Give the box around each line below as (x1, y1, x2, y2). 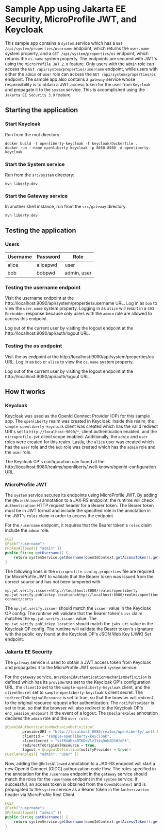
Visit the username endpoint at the (5, 295, 74, 301)
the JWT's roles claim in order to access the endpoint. (5, 513, 114, 519)
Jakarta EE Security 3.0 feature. (5, 91, 72, 98)
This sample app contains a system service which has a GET (5, 40, 123, 46)
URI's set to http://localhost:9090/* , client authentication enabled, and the (5, 429, 157, 435)
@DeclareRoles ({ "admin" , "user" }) (5, 752, 79, 757)
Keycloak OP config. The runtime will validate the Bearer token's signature (5, 626, 154, 632)
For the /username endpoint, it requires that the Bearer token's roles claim (5, 522, 152, 528)
